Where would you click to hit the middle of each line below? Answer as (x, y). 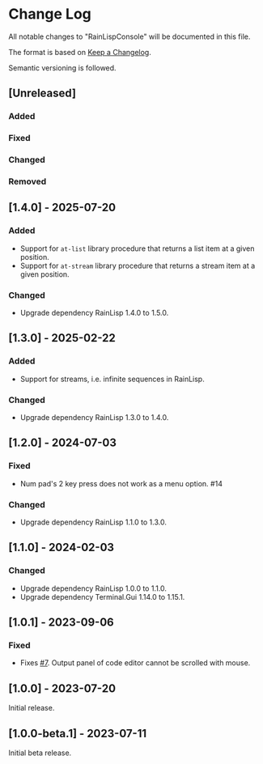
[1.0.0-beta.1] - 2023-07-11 (78, 733)
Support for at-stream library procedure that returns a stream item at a (138, 265)
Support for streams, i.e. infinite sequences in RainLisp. (112, 379)
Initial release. (32, 708)
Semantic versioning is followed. (62, 68)
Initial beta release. (40, 753)
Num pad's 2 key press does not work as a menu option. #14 (121, 483)
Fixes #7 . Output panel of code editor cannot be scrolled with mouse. (135, 663)
